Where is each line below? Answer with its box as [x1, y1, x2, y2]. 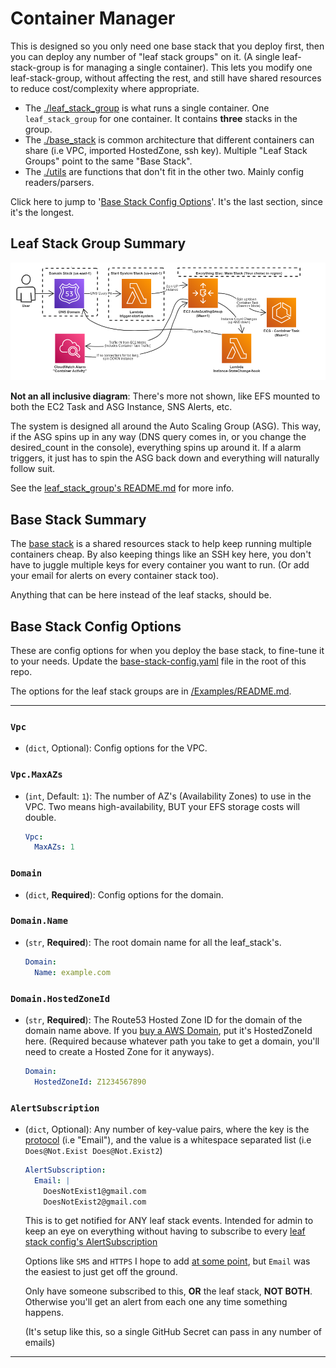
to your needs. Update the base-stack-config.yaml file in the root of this [10, 655, 307, 667]
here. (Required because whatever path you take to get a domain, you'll [24, 1035, 320, 1047]
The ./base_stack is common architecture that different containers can [24, 133, 315, 146]
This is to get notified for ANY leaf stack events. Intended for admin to [24, 1215, 314, 1227]
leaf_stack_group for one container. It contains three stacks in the [24, 112, 298, 124]
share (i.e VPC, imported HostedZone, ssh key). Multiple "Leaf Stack [24, 144, 308, 156]
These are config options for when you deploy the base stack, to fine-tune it [10, 644, 325, 656]
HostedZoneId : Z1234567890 [34, 1077, 147, 1087]
